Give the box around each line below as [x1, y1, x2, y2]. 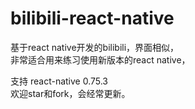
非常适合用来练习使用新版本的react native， [10, 53, 191, 66]
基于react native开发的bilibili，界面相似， [10, 41, 180, 53]
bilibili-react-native [10, 7, 175, 30]
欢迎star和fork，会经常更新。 [10, 87, 131, 99]
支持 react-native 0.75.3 [10, 75, 109, 87]
